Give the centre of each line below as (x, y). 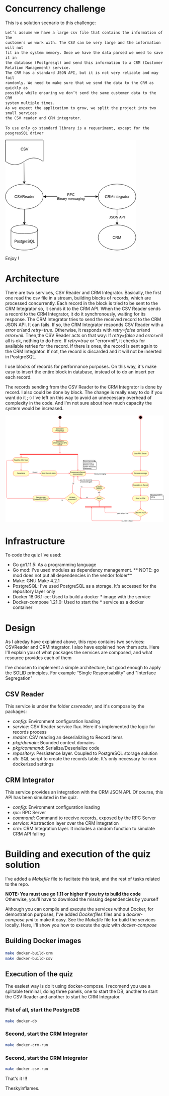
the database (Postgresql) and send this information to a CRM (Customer (84, 63)
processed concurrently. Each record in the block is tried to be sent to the (82, 303)
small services (21, 113)
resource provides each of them (38, 658)
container (22, 607)
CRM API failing (29, 834)
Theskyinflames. (22, 1088)
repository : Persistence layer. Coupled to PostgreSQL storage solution (85, 753)
